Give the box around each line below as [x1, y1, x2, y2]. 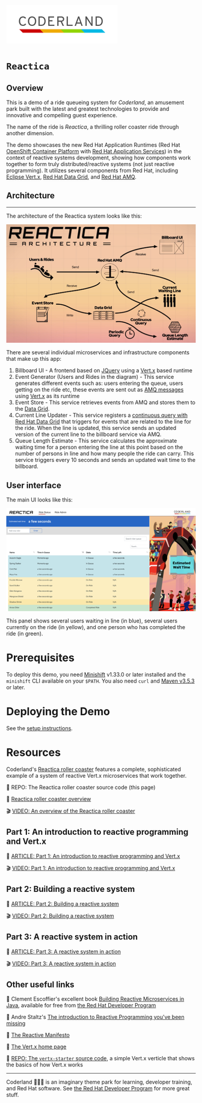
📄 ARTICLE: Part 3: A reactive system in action [6, 948, 121, 955]
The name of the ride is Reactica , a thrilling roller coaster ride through [6, 123, 179, 131]
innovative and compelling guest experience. [6, 112, 117, 118]
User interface [6, 480, 61, 490]
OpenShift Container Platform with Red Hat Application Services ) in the [6, 148, 182, 155]
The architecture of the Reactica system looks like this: [6, 212, 142, 220]
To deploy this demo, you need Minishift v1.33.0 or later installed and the [6, 671, 186, 678]
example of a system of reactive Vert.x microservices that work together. [6, 772, 187, 779]
